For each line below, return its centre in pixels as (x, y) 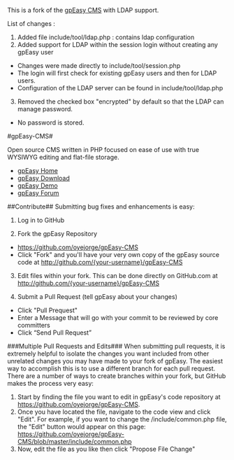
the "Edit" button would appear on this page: (81, 427)
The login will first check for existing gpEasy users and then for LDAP (117, 73)
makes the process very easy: (51, 383)
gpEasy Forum (38, 193)
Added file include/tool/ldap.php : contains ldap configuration (106, 37)
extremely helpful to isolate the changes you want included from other (108, 354)
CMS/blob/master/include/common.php (74, 441)
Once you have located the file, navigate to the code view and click (114, 412)
